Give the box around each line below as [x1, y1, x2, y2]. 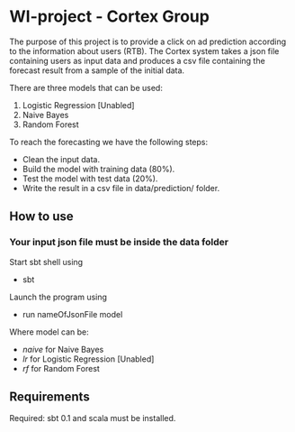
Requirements [9, 390, 90, 405]
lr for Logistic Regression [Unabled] [22, 354, 155, 364]
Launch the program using [9, 291, 108, 302]
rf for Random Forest [22, 363, 101, 373]
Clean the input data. [22, 153, 101, 164]
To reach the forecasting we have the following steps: [9, 136, 209, 147]
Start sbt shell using [9, 256, 84, 267]
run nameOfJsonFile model [22, 308, 123, 319]
